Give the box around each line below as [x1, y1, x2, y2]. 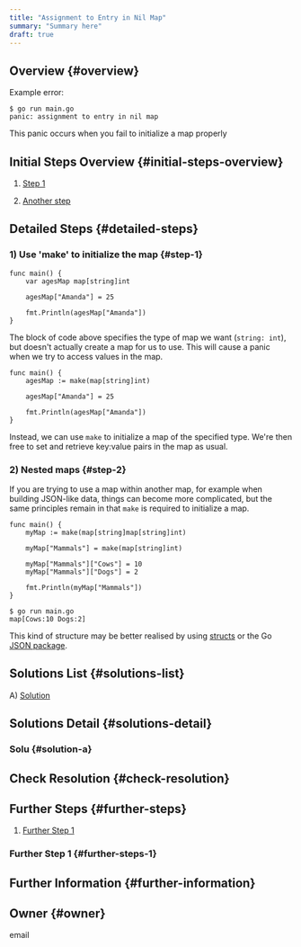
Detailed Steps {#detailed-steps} [9, 221, 199, 237]
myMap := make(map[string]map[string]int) [25, 528, 187, 537]
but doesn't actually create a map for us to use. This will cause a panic [9, 341, 271, 352]
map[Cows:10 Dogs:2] [9, 614, 87, 623]
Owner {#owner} [9, 906, 106, 922]
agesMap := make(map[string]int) [25, 376, 151, 385]
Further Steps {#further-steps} [9, 801, 187, 817]
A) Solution [9, 690, 51, 701]
